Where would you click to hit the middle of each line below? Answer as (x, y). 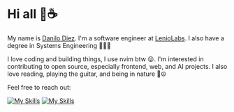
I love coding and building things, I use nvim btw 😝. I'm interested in (105, 59)
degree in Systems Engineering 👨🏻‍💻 (59, 45)
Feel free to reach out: (39, 87)
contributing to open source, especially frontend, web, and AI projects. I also (117, 66)
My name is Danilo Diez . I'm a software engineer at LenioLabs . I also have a (116, 38)
